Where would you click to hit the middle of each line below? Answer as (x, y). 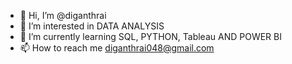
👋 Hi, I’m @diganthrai (63, 15)
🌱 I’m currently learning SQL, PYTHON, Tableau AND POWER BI (150, 36)
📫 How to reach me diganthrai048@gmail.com (117, 48)
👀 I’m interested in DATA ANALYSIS (92, 26)
